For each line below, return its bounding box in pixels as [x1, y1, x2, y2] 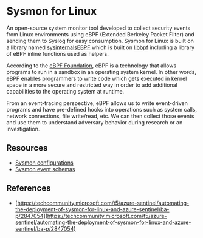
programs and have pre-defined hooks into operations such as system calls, [6, 106, 198, 113]
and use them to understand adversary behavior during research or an [6, 118, 183, 126]
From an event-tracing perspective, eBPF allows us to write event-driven [6, 99, 188, 107]
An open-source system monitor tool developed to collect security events [6, 24, 191, 32]
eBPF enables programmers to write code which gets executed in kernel [6, 75, 187, 82]
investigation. [6, 125, 40, 132]
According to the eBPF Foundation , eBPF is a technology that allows [6, 62, 177, 69]
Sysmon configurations [15, 159, 74, 166]
